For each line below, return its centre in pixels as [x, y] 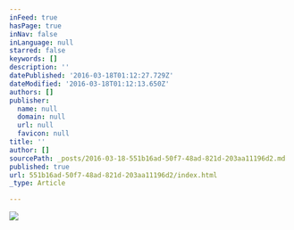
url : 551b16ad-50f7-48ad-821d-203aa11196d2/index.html [113, 175]
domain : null [42, 117]
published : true [39, 167]
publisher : [29, 100]
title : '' [28, 142]
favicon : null [43, 134]
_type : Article [38, 184]
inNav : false [34, 34]
